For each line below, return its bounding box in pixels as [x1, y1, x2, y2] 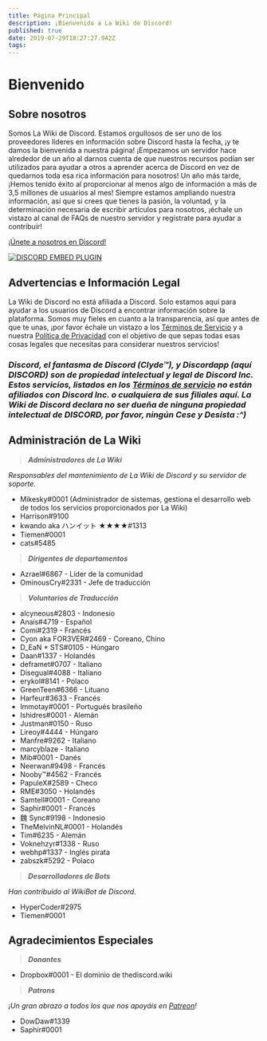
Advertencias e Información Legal [8, 276, 181, 290]
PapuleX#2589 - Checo [19, 778, 98, 787]
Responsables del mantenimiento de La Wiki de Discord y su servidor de [8, 470, 247, 479]
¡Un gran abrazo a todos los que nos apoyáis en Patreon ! [8, 1001, 197, 1011]
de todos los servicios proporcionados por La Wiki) [19, 503, 188, 512]
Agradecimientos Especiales [8, 934, 154, 948]
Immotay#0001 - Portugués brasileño [19, 701, 143, 711]
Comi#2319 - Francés [19, 625, 92, 635]
